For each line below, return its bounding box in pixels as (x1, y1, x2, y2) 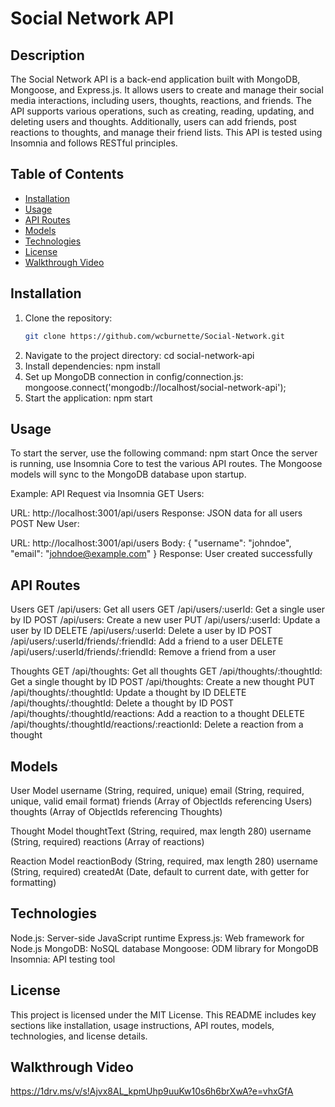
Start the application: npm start (24, 392, 153, 404)
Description (10, 47, 85, 64)
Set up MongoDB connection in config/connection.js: (24, 370, 244, 382)
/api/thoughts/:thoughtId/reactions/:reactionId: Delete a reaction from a (10, 718, 304, 731)
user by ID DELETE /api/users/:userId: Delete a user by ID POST (10, 625, 273, 637)
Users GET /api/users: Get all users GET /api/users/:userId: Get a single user (10, 603, 326, 616)
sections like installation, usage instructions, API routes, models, (10, 1019, 275, 1031)
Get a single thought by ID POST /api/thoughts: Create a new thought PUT (10, 676, 316, 688)
